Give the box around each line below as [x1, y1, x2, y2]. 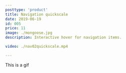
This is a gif [5, 62, 29, 68]
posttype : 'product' [5, 7, 48, 12]
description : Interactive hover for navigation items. [5, 35, 122, 40]
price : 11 [5, 26, 26, 31]
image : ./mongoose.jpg [5, 30, 52, 35]
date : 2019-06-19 [5, 16, 41, 21]
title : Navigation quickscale [5, 12, 68, 17]
